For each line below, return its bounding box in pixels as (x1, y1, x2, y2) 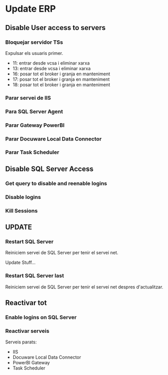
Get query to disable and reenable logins (5, 180, 108, 187)
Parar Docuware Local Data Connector (5, 135, 102, 142)
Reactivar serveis (5, 327, 50, 334)
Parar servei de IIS (5, 94, 51, 101)
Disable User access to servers (5, 23, 106, 32)
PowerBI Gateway (12, 360, 50, 366)
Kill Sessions (5, 207, 38, 214)
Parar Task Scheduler (5, 149, 59, 156)
